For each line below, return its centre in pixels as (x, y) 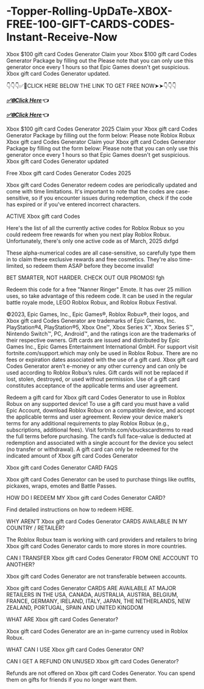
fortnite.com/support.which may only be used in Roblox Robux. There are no (102, 353)
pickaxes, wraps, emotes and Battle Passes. (62, 486)
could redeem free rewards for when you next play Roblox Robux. (89, 234)
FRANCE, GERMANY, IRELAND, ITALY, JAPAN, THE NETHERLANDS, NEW (98, 601)
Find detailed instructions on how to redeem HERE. (70, 509)
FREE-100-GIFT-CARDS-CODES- (91, 24)
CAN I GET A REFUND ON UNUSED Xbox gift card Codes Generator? (93, 661)
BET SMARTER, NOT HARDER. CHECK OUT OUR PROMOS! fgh (86, 277)
